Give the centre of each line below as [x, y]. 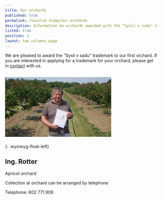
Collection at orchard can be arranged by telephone [57, 183]
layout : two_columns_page [31, 41]
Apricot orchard [21, 173]
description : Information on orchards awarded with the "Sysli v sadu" [79, 26]
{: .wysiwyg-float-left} [27, 146]
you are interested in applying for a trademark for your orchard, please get [79, 60]
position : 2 [17, 36]
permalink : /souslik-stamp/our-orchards [47, 20]
